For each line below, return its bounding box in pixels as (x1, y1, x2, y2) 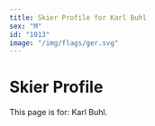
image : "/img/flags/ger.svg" (9, 38, 119, 48)
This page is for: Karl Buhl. (9, 107, 108, 118)
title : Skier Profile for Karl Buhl (9, 13, 147, 22)
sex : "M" (9, 22, 42, 31)
